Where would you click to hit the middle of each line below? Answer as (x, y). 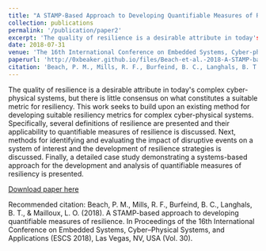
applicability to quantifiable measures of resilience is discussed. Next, (122, 131)
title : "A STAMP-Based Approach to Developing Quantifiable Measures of (131, 15)
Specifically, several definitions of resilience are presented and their (119, 123)
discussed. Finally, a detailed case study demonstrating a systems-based (128, 157)
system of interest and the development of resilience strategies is (115, 148)
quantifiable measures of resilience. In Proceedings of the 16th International (131, 221)
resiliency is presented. (46, 173)
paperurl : (25, 60)
